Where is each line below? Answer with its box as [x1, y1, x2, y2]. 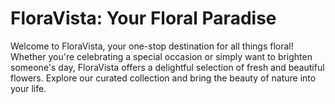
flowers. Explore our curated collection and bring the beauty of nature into [10, 72, 317, 84]
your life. [10, 82, 47, 94]
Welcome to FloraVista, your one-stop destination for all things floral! [10, 40, 294, 52]
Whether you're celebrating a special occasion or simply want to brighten [10, 50, 313, 62]
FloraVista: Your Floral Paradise [10, 7, 277, 30]
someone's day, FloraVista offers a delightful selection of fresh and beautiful [10, 61, 325, 73]
